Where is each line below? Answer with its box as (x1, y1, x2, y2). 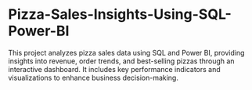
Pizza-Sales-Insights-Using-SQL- (8, 5, 232, 23)
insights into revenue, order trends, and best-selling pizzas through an (8, 56, 235, 66)
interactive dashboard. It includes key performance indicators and (8, 64, 221, 74)
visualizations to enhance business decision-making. (8, 73, 178, 82)
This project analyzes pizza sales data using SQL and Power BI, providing (8, 48, 245, 57)
